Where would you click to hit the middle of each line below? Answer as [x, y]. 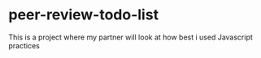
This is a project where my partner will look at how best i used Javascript [131, 37]
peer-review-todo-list [84, 15]
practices [24, 45]
